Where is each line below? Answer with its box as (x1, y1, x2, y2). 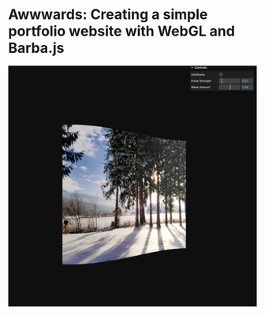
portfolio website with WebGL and (8, 22, 235, 40)
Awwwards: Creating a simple (8, 6, 208, 24)
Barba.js (8, 39, 65, 57)
